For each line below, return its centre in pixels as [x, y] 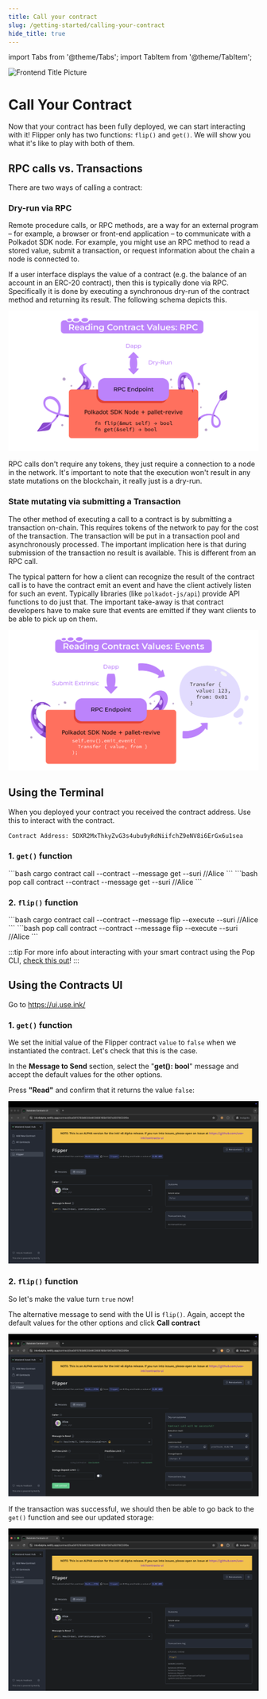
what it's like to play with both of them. [72, 144]
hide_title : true [37, 33]
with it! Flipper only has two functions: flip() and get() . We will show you [130, 135]
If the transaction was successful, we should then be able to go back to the [131, 1509]
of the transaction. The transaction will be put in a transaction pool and [124, 535]
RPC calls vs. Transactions [75, 168]
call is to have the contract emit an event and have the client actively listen [130, 585]
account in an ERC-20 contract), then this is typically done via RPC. [118, 283]
